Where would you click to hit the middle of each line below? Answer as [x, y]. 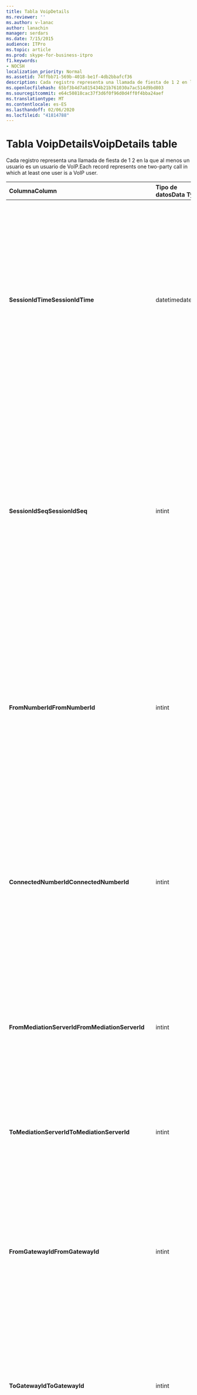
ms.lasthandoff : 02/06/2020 [40, 110]
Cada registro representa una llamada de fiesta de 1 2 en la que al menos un [98, 160]
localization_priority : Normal [44, 72]
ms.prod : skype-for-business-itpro [50, 55]
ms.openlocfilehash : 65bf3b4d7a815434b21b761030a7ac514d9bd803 [85, 88]
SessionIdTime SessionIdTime [52, 300]
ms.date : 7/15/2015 [30, 39]
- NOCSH [16, 66]
